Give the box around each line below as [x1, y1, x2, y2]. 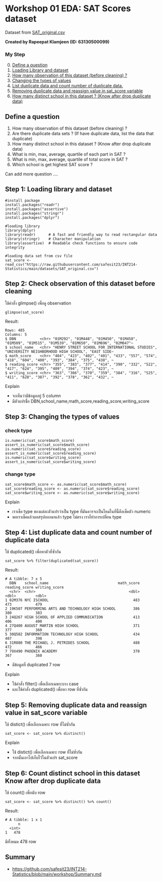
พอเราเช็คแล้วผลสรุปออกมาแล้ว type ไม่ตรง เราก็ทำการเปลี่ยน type [12, 514, 122, 519]
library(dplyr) [5, 228, 36, 233]
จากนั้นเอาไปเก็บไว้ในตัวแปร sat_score [12, 755, 78, 761]
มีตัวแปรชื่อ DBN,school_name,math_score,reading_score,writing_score [12, 398, 150, 404]
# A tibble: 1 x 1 [5, 817, 42, 823]
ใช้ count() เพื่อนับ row [5, 790, 46, 796]
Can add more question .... [5, 171, 58, 177]
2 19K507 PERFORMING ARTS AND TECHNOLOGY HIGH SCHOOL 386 [5, 606, 140, 612]
